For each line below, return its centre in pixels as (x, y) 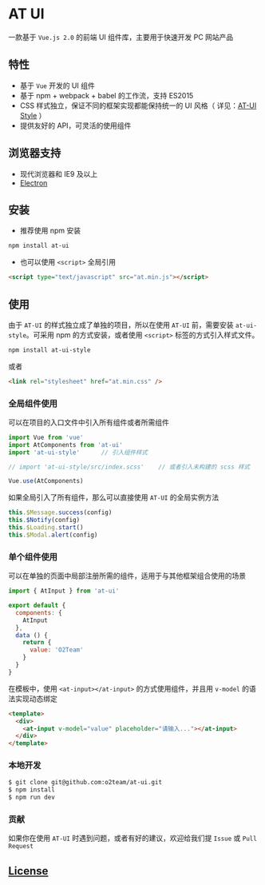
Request (21, 847)
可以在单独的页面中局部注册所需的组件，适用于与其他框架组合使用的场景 (127, 576)
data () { (32, 635)
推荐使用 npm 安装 (50, 231)
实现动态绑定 (36, 698)
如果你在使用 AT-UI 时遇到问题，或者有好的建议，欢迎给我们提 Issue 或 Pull (132, 838)
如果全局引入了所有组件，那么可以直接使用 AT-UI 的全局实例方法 (114, 497)
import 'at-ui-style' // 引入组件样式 (78, 452)
